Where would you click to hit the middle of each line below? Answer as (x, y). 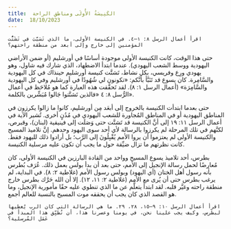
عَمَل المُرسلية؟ (28, 218)
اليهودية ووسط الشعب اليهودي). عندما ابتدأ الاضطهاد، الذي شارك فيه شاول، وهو (109, 65)
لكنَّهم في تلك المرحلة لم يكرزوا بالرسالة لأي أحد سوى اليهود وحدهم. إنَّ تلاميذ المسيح (115, 129)
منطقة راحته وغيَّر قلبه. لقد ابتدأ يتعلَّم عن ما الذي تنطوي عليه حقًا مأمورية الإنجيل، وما (115, 186)
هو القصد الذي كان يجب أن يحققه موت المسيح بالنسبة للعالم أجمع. (92, 194)
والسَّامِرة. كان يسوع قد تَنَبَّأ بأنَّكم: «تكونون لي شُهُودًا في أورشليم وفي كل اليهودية (111, 79)
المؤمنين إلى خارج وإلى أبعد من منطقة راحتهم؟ (76, 45)
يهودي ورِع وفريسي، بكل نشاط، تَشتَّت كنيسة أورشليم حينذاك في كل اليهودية (105, 72)
